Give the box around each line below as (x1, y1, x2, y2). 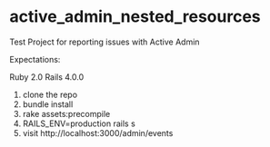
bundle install (22, 98, 74, 110)
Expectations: (9, 54, 61, 64)
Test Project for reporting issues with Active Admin (9, 36, 200, 47)
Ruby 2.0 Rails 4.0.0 (9, 71, 85, 83)
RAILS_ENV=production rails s (22, 118, 136, 129)
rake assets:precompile (22, 108, 111, 119)
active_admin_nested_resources (9, 6, 261, 27)
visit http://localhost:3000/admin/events (22, 127, 174, 138)
